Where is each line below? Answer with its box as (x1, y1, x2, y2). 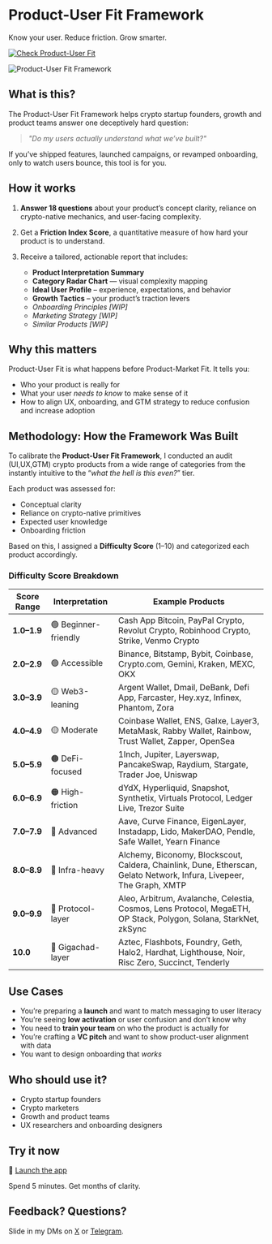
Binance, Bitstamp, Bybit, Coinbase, (118, 648, 253, 659)
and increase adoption (19, 406, 96, 416)
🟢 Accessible (50, 657, 104, 668)
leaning (50, 698, 79, 710)
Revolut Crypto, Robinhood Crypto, (118, 625, 251, 637)
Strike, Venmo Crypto (118, 635, 200, 646)
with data (19, 1041, 52, 1051)
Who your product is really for (19, 380, 121, 390)
